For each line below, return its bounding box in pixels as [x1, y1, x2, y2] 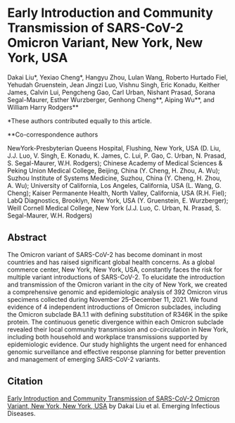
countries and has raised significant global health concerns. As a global [7, 258, 215, 266]
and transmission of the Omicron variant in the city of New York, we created [7, 280, 227, 289]
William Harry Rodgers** [7, 103, 79, 111]
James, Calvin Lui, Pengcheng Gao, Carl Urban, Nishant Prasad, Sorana [7, 88, 216, 96]
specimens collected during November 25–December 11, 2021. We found [7, 295, 218, 303]
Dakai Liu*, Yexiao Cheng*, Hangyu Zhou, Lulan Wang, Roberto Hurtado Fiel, [7, 72, 228, 82]
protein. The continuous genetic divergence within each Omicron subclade [7, 317, 224, 326]
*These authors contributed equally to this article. [7, 116, 153, 125]
